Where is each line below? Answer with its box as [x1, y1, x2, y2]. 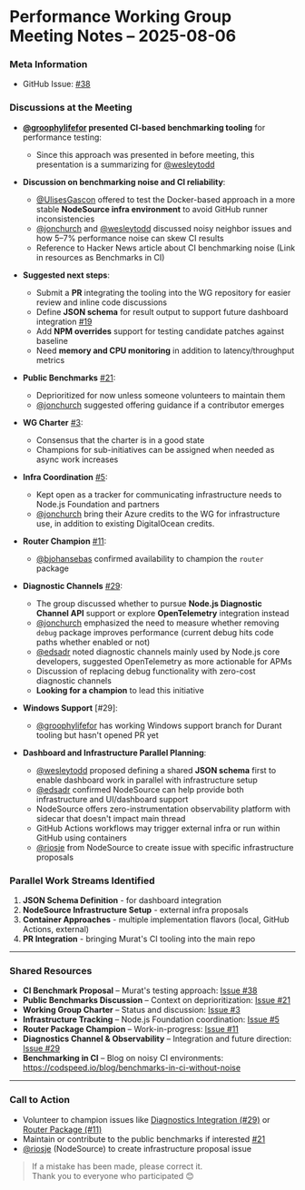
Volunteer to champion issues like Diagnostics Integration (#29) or [22, 1114, 271, 1125]
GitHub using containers [35, 832, 127, 843]
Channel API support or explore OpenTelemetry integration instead [35, 607, 290, 618]
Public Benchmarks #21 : [22, 372, 116, 383]
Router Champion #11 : [22, 536, 107, 546]
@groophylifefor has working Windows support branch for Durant [35, 720, 282, 731]
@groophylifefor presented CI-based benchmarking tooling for [22, 122, 266, 133]
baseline [35, 335, 68, 346]
